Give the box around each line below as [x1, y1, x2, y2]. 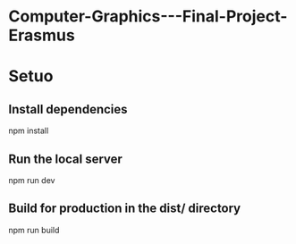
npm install [8, 125, 49, 136]
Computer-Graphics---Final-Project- [8, 6, 288, 27]
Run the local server [8, 151, 123, 166]
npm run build [8, 224, 60, 235]
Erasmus [8, 25, 75, 46]
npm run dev [8, 175, 55, 185]
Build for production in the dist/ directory [8, 201, 241, 216]
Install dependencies [8, 101, 128, 117]
